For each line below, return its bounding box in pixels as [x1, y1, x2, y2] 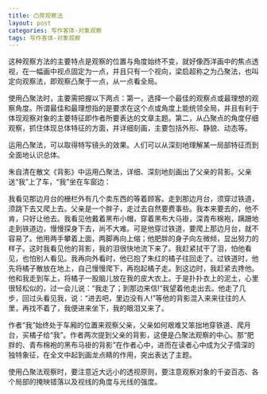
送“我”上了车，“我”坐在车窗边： [8, 177, 111, 187]
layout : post [8, 19, 52, 27]
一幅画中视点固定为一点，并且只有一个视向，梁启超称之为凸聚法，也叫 [29, 67, 259, 76]
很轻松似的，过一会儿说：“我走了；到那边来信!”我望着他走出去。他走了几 [8, 283, 246, 293]
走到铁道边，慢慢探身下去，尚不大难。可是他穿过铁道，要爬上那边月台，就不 [8, 224, 259, 233]
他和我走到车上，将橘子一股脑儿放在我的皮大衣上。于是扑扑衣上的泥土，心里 [8, 274, 259, 283]
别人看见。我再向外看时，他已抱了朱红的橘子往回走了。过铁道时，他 [35, 254, 259, 263]
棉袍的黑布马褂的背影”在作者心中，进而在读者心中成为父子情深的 [42, 340, 256, 350]
